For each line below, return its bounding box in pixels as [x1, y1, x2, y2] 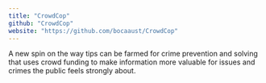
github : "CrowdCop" [8, 19, 74, 27]
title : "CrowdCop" [8, 11, 70, 20]
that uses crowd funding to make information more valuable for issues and [8, 57, 256, 67]
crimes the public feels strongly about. [8, 66, 136, 76]
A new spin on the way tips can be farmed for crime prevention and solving [8, 49, 258, 59]
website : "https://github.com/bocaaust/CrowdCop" [8, 27, 179, 35]
